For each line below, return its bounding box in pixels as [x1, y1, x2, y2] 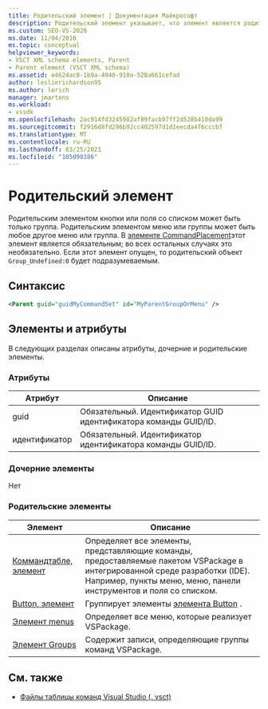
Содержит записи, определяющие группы [85, 634, 250, 645]
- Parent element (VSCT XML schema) [8, 64, 130, 72]
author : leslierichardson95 [8, 78, 102, 86]
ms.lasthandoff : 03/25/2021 [8, 145, 102, 153]
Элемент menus [12, 616, 74, 627]
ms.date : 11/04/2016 [8, 34, 77, 42]
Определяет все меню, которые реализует [85, 611, 252, 622]
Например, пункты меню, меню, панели [85, 575, 241, 586]
